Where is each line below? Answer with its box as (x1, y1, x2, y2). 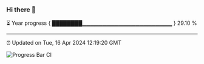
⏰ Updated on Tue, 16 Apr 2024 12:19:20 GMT (6, 39, 121, 46)
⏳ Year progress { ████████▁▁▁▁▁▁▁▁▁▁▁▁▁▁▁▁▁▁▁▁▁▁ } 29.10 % (6, 19, 197, 27)
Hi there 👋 (6, 5, 36, 14)
